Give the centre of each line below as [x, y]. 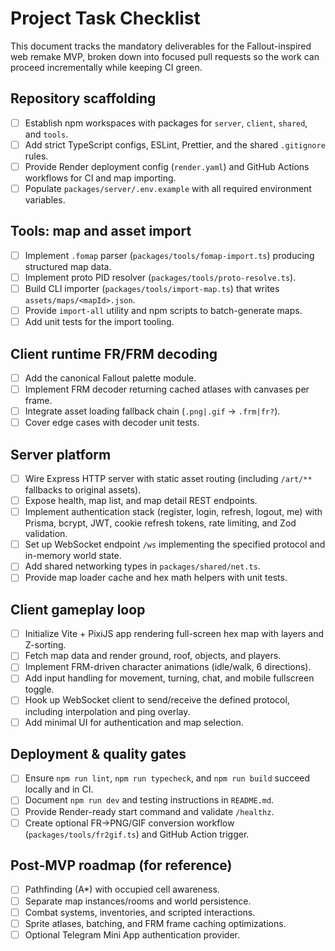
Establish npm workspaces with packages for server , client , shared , [166, 123]
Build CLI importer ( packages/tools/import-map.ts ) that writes [152, 288]
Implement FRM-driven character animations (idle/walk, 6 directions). [168, 667]
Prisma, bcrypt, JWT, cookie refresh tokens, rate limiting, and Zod [160, 523]
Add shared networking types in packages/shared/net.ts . [142, 566]
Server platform [61, 454]
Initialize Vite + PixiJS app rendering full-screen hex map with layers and [174, 634]
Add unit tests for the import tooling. [99, 322]
